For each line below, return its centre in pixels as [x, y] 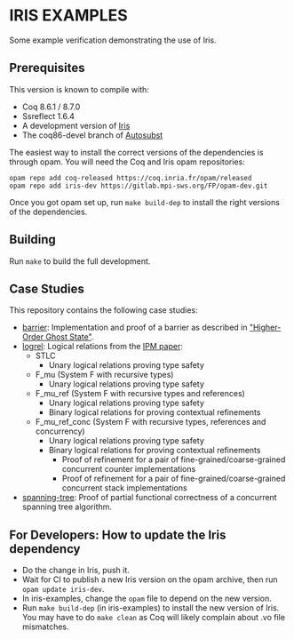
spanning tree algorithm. [67, 507]
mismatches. [45, 627]
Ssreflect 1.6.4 [48, 116]
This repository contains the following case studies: [103, 310]
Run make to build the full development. [80, 261]
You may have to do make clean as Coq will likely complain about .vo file [154, 618]
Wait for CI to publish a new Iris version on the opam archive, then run [150, 579]
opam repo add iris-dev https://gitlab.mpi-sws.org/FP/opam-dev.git [139, 186]
